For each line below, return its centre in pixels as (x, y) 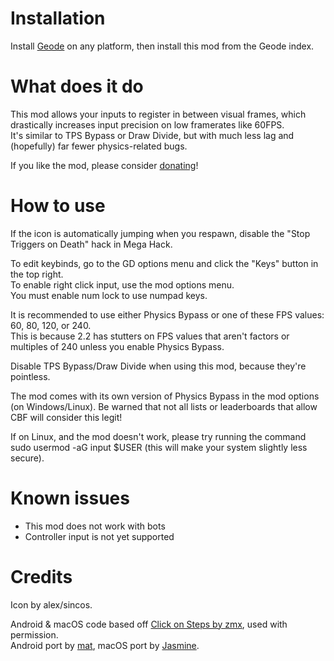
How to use (58, 206)
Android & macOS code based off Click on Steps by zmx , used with (149, 624)
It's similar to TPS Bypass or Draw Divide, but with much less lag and (152, 135)
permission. (34, 634)
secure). (27, 458)
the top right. (37, 274)
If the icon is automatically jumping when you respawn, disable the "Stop (160, 233)
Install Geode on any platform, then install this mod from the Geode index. (162, 46)
